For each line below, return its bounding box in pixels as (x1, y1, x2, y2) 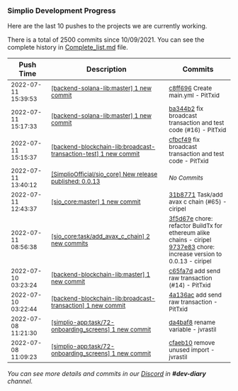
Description (86, 65, 127, 75)
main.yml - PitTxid (169, 92, 220, 99)
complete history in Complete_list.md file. (7, 43, 129, 52)
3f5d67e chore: (169, 215, 213, 223)
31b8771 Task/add (169, 191, 223, 199)
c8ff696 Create (169, 84, 212, 92)
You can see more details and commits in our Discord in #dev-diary (7, 370, 207, 378)
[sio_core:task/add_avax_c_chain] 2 (50, 233, 150, 241)
